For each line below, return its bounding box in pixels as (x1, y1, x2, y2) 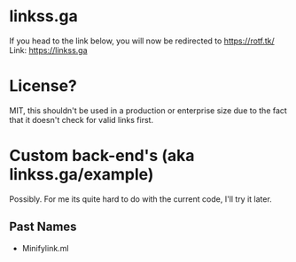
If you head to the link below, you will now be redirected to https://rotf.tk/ (9, 35, 275, 46)
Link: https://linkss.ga (9, 44, 88, 55)
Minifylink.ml (21, 243, 69, 253)
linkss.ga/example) (9, 165, 154, 185)
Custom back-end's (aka (9, 146, 195, 166)
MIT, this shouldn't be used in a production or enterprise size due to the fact (9, 104, 288, 116)
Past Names (9, 220, 77, 235)
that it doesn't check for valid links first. (9, 114, 153, 125)
